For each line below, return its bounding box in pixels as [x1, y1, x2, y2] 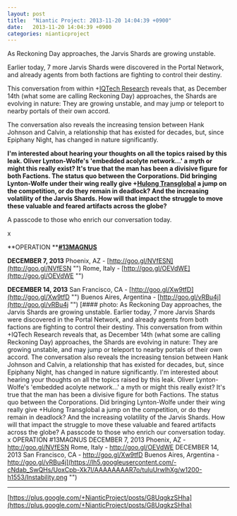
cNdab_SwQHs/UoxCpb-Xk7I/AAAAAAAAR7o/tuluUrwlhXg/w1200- [7, 466, 202, 474]
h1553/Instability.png [7, 473, 68, 481]
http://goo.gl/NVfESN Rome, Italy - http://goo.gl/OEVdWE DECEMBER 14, [7, 443, 219, 452]
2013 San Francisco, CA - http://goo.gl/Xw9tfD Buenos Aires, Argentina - [7, 450, 220, 459]
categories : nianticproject [7, 30, 90, 37]
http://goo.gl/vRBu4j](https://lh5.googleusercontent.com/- [7, 458, 177, 467]
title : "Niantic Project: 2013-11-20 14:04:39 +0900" [7, 17, 172, 24]
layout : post [7, 10, 46, 18]
